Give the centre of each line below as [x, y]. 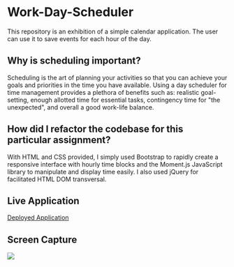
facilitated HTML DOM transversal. [57, 179]
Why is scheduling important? [74, 61]
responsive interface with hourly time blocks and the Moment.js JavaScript [115, 164]
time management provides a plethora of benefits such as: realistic [103, 92]
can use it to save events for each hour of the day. [79, 38]
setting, [18, 100]
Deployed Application [38, 218]
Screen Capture [42, 239]
